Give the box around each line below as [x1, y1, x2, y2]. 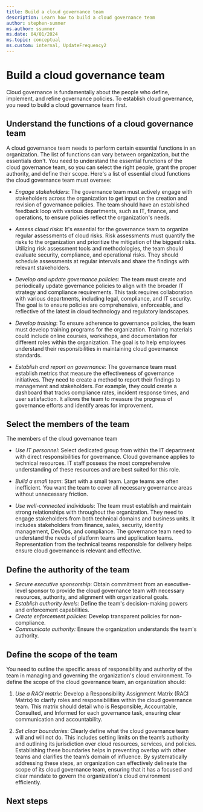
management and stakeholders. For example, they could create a [14, 382, 177, 389]
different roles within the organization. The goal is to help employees [14, 339, 186, 346]
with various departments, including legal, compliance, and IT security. [14, 295, 192, 302]
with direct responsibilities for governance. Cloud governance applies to [14, 453, 195, 461]
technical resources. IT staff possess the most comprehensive [14, 459, 170, 467]
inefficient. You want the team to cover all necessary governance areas [14, 484, 192, 491]
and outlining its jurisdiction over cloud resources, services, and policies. [14, 740, 197, 747]
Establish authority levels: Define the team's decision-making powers [14, 600, 188, 607]
